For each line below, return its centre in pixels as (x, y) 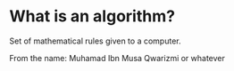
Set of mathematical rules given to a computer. (95, 41)
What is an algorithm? (92, 16)
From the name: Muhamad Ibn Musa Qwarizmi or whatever (117, 58)
